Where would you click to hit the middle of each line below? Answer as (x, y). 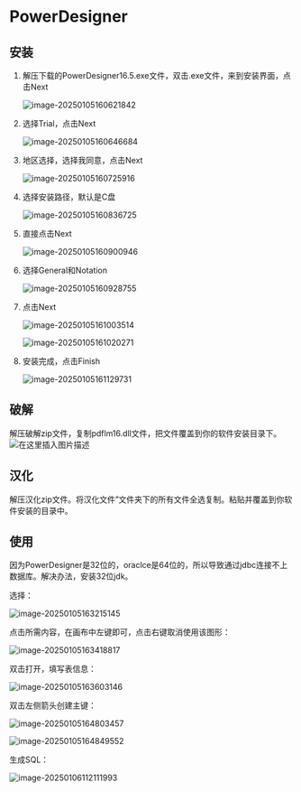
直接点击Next (47, 233)
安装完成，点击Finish (61, 361)
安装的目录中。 (45, 510)
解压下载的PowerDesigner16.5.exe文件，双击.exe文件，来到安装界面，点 (156, 75)
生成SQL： (29, 759)
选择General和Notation (65, 270)
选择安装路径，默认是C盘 (69, 197)
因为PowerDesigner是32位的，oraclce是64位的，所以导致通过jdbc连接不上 (149, 565)
